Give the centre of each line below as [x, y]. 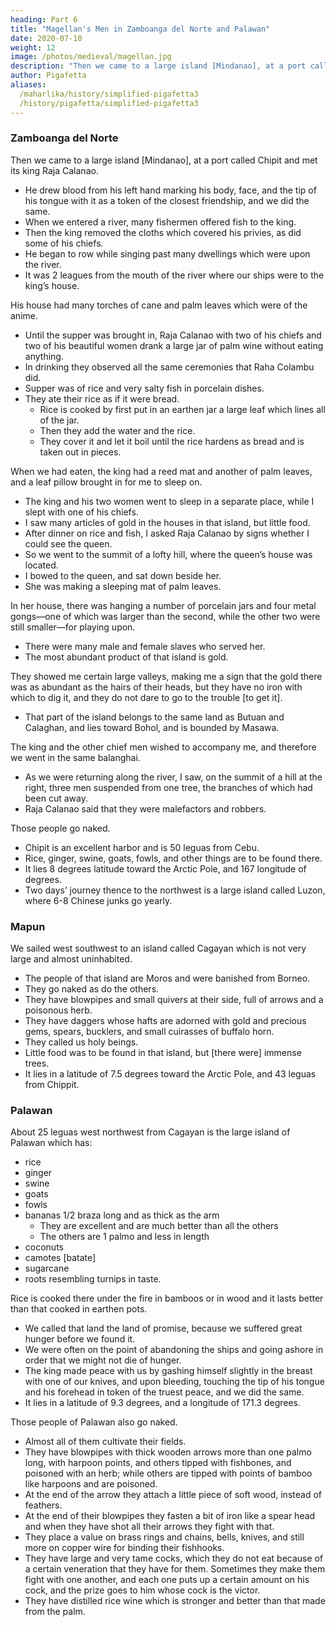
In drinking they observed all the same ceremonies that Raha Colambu [169, 367]
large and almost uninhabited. [71, 959]
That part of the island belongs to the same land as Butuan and [154, 717]
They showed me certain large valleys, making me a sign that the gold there [166, 676]
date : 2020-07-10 [46, 38]
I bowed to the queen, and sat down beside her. [123, 575]
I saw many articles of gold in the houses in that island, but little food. [167, 522]
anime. [24, 315]
